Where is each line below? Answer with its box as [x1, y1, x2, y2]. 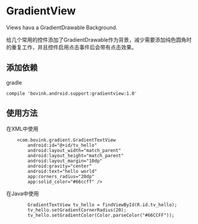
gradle [6, 79, 22, 86]
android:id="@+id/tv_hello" [27, 142, 97, 148]
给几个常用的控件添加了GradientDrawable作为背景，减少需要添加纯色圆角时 [6, 36, 192, 43]
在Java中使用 [6, 189, 39, 197]
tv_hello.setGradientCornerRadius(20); [27, 207, 127, 213]
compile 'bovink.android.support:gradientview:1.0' [6, 91, 137, 97]
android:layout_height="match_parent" [27, 153, 124, 158]
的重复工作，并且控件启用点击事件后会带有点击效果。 [6, 43, 137, 51]
